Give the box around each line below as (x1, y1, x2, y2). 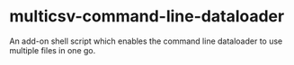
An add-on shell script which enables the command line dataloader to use (9, 36, 283, 46)
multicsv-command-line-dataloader (9, 6, 285, 27)
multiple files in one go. (9, 45, 96, 55)
